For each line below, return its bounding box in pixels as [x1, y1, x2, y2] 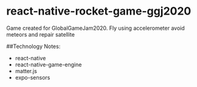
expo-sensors [15, 74, 50, 81]
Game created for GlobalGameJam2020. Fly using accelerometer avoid [6, 24, 185, 32]
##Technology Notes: [6, 43, 61, 50]
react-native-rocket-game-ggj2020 [6, 4, 192, 18]
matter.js [15, 67, 38, 74]
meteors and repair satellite [6, 30, 75, 38]
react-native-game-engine [15, 61, 82, 68]
